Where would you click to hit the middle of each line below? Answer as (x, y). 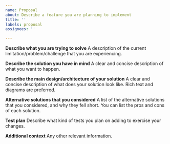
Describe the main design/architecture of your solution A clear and (78, 79)
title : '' (16, 19)
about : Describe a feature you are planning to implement (68, 15)
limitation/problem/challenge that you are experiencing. (64, 54)
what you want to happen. (33, 69)
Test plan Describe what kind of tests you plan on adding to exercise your (83, 120)
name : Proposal (22, 10)
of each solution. (23, 111)
